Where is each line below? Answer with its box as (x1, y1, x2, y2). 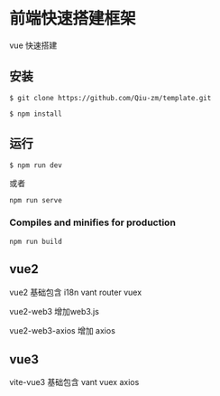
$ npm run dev (9, 160, 63, 170)
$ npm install (9, 109, 63, 118)
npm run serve (9, 195, 63, 204)
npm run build (9, 237, 63, 246)
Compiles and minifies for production (9, 216, 176, 229)
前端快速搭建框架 (9, 8, 137, 29)
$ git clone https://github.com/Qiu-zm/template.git (9, 93, 212, 102)
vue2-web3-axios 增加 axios (9, 325, 115, 335)
